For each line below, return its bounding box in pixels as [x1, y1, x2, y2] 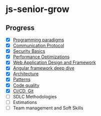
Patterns [12, 76, 30, 82]
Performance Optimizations [12, 54, 69, 60]
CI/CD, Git [12, 88, 34, 94]
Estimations [12, 99, 37, 105]
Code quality [12, 82, 39, 88]
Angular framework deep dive [12, 65, 74, 71]
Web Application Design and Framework [12, 59, 96, 66]
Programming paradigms [12, 37, 64, 43]
